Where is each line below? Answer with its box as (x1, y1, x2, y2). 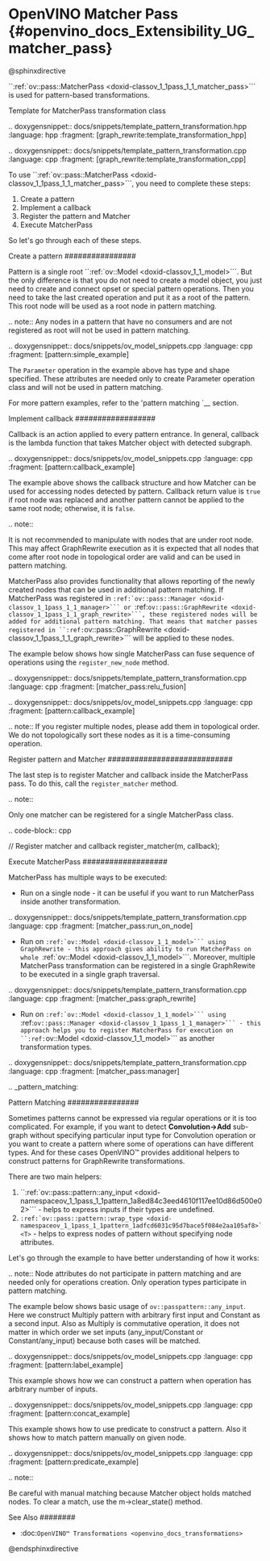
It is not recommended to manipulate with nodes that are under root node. (8, 535, 254, 544)
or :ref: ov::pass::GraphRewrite (123, 602, 228, 611)
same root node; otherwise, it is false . (8, 503, 135, 513)
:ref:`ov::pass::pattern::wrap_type (19, 1215, 143, 1223)
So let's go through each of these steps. (8, 235, 142, 245)
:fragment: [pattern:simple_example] (8, 349, 130, 359)
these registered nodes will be (148, 611, 258, 619)
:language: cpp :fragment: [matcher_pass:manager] (8, 1066, 180, 1076)
